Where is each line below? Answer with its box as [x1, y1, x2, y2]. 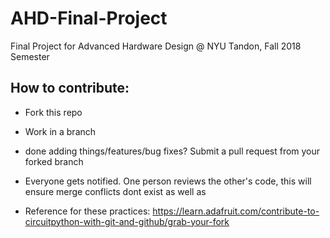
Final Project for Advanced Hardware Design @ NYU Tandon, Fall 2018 [10, 40, 302, 52]
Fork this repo [24, 106, 83, 118]
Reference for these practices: [24, 205, 151, 217]
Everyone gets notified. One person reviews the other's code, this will [24, 175, 312, 187]
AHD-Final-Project [10, 7, 168, 30]
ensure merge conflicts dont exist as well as [24, 185, 207, 197]
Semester [10, 50, 50, 62]
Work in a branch [24, 125, 97, 137]
